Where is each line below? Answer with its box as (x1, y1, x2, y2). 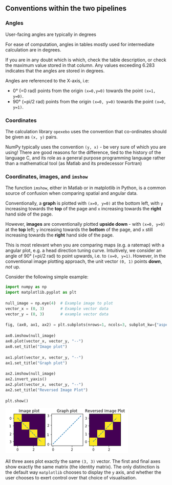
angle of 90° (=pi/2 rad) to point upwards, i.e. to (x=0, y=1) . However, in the (5, 253, 166, 259)
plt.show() (5, 398, 29, 403)
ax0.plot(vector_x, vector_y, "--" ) (5, 339, 83, 344)
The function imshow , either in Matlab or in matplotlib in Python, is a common (5, 185, 166, 191)
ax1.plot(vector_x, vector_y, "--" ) (5, 355, 83, 360)
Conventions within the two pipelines (5, 4, 127, 13)
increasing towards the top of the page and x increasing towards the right (5, 206, 161, 212)
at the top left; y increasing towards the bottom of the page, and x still (5, 226, 153, 233)
